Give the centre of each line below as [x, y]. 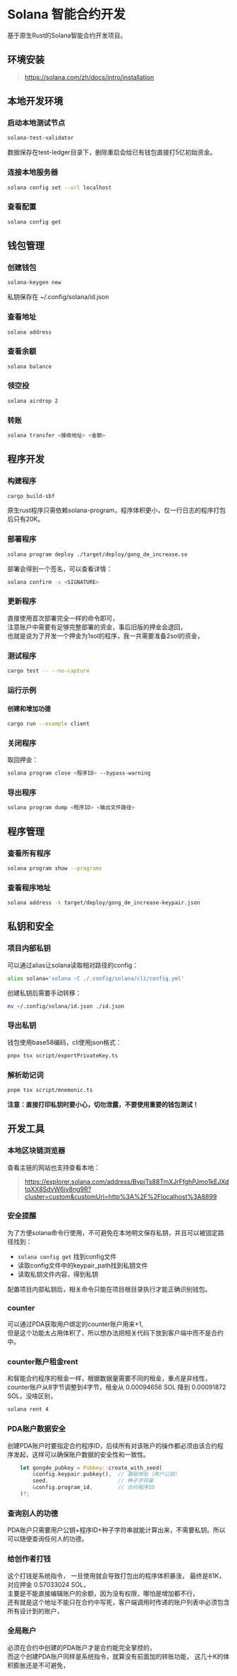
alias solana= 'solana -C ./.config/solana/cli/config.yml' [96, 978]
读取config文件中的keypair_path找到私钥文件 [83, 1265]
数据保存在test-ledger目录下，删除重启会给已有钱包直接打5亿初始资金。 [112, 152]
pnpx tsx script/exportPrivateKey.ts [63, 1055]
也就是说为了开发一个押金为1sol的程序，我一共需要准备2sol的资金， [105, 636]
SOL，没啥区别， [32, 1396]
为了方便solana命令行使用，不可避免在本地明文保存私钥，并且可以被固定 [113, 1232]
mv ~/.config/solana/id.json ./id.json [66, 1006]
